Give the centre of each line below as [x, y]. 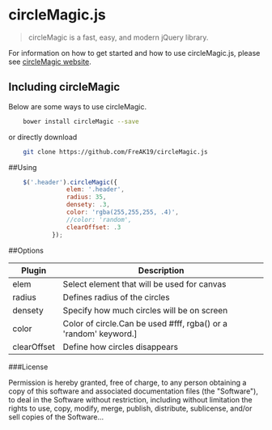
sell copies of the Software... [56, 417]
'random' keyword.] [100, 334]
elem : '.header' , [96, 189]
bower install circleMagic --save [81, 121]
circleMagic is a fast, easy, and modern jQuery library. [118, 37]
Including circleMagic [64, 87]
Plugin [34, 270]
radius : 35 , [86, 197]
